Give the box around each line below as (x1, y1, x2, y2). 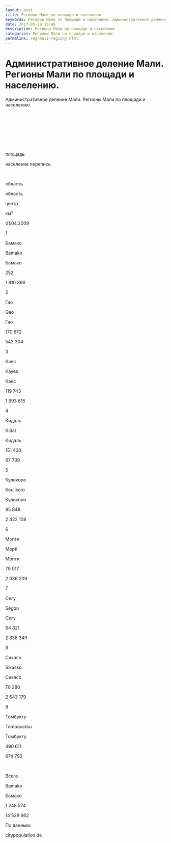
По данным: (5, 822, 32, 828)
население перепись (5, 161, 51, 167)
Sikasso (5, 664, 22, 670)
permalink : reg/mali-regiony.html (5, 36, 79, 41)
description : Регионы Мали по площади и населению (5, 26, 115, 32)
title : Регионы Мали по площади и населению (5, 12, 101, 17)
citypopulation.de (5, 832, 42, 838)
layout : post (5, 7, 33, 13)
